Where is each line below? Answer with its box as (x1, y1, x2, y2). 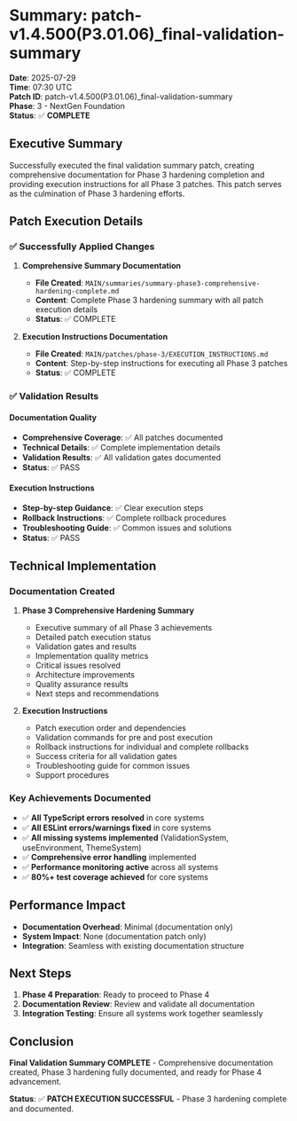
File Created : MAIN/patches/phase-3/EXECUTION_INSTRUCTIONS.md (35, 349, 269, 359)
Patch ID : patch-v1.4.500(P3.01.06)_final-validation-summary (9, 90, 233, 102)
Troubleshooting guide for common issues (35, 760, 191, 772)
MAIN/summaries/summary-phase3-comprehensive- (85, 279, 261, 288)
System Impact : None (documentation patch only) (21, 930, 207, 941)
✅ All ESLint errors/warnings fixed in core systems (21, 822, 212, 833)
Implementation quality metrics (35, 651, 149, 662)
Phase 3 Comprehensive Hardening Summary (21, 605, 195, 616)
